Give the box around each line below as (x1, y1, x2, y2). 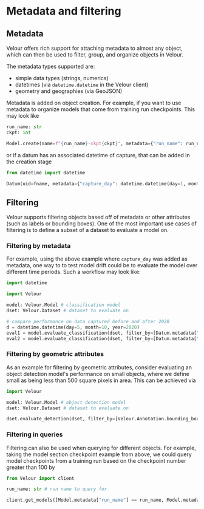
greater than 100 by (6, 463, 55, 471)
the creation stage (6, 158, 52, 165)
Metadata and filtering (6, 4, 121, 18)
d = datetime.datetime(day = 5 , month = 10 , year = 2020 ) (6, 324, 140, 330)
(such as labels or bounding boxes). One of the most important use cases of (6, 220, 197, 227)
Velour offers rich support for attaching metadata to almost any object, (6, 44, 183, 52)
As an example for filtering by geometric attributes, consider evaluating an (6, 363, 192, 371)
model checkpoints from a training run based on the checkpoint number (6, 457, 186, 464)
